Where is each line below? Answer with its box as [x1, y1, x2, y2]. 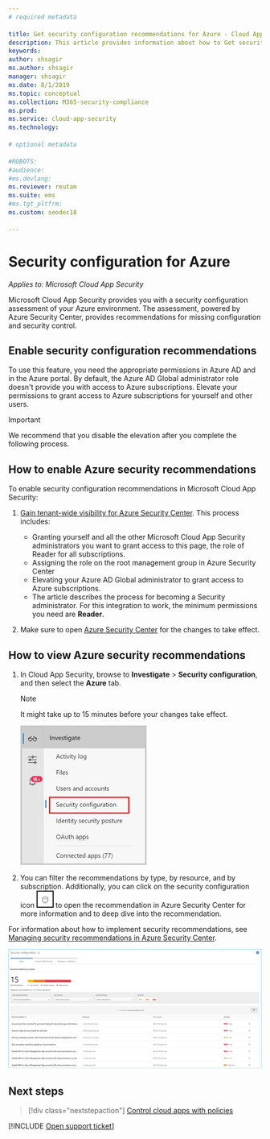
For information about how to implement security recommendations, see [8, 925, 247, 934]
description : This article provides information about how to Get [8, 39, 235, 47]
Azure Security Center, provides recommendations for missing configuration [8, 312, 261, 321]
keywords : [8, 47, 42, 56]
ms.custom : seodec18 [8, 209, 78, 217]
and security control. [8, 321, 78, 330]
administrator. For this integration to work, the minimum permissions [31, 601, 258, 611]
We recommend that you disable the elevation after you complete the [8, 431, 237, 441]
